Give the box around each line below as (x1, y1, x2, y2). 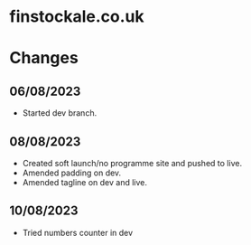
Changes (9, 48, 79, 69)
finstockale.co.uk (9, 6, 144, 27)
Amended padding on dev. (22, 167, 122, 178)
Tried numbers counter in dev (22, 227, 134, 238)
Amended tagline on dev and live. (22, 177, 147, 187)
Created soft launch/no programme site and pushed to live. (22, 158, 242, 168)
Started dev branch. (22, 108, 98, 118)
